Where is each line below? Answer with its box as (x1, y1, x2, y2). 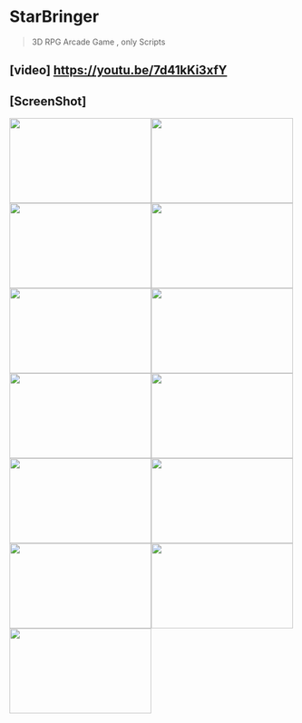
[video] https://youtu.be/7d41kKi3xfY (9, 63, 228, 78)
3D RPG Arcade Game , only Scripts (31, 36, 166, 47)
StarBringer (9, 6, 100, 27)
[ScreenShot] (9, 93, 87, 109)
